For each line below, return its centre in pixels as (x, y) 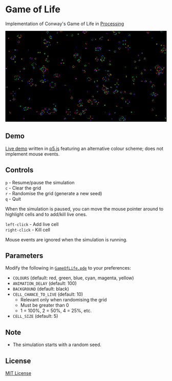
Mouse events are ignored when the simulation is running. (67, 239)
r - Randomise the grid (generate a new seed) (54, 193)
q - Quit (13, 199)
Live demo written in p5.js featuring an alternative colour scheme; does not (84, 148)
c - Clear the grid (23, 188)
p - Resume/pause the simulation (40, 182)
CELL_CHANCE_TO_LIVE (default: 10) (48, 294)
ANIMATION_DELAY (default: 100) (45, 283)
